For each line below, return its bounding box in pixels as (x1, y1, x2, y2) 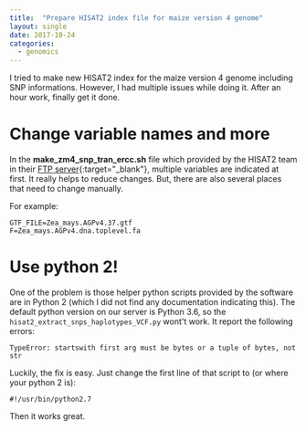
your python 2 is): (9, 377, 76, 388)
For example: (9, 201, 59, 212)
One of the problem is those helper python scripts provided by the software (9, 287, 294, 298)
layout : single (9, 22, 68, 31)
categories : (9, 38, 55, 48)
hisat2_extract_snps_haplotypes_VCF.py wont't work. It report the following (9, 316, 294, 327)
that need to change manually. (9, 184, 123, 194)
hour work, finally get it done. (9, 92, 121, 103)
